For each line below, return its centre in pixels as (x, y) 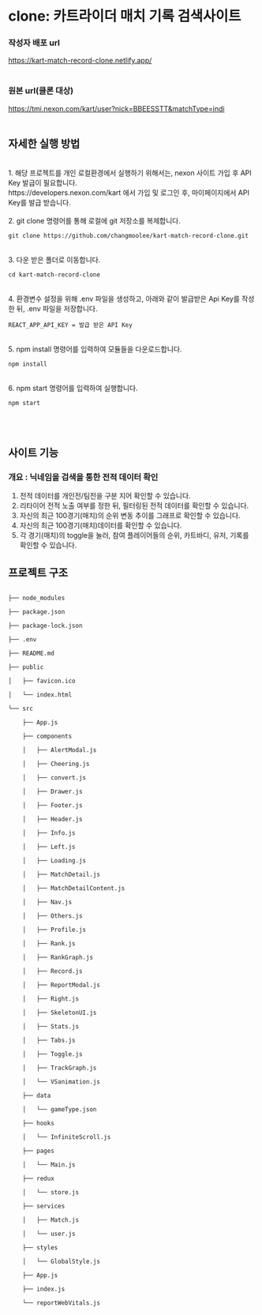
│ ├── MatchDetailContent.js (74, 889)
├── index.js (44, 1289)
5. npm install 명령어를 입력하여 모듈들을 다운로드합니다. (95, 349)
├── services (44, 1206)
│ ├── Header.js (52, 819)
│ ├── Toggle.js (52, 1054)
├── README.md (32, 654)
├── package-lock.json (45, 626)
